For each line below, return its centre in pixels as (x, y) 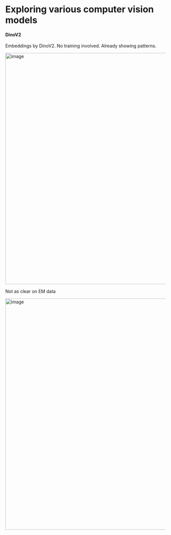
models (21, 20)
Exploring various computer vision (80, 9)
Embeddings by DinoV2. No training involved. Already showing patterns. (81, 46)
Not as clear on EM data (31, 291)
